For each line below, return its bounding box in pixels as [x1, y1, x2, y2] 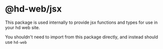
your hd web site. [5, 24, 40, 30]
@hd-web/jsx [5, 3, 62, 15]
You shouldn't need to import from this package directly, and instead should [5, 34, 158, 40]
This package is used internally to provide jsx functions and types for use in [5, 19, 158, 25]
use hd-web [5, 39, 27, 45]
